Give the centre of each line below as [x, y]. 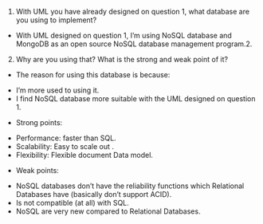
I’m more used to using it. [57, 90]
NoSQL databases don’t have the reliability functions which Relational [130, 186]
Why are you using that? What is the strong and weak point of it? [122, 59]
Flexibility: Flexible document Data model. [84, 155]
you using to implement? [56, 20]
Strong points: [39, 122]
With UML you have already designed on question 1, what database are [132, 12]
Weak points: [37, 170]
